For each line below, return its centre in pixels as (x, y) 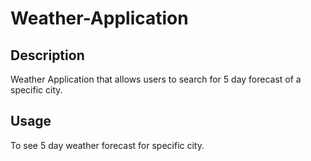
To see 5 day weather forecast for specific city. (107, 145)
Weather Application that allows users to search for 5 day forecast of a (156, 79)
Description (47, 55)
